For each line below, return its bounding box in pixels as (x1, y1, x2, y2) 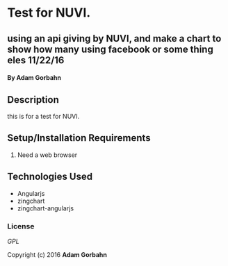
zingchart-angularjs (17, 203, 74, 213)
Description (7, 94, 59, 106)
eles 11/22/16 (7, 54, 65, 66)
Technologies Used (7, 171, 92, 183)
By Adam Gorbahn (7, 74, 61, 82)
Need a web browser (17, 151, 78, 159)
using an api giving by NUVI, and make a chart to (7, 33, 222, 44)
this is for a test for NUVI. (7, 112, 80, 120)
